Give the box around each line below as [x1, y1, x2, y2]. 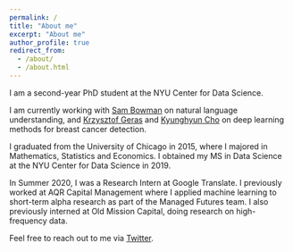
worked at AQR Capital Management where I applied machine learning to [9, 187, 277, 197]
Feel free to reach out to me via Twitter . [9, 232, 155, 243]
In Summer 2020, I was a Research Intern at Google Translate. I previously [9, 177, 283, 188]
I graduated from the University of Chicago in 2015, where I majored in [9, 140, 268, 152]
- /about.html [17, 63, 70, 72]
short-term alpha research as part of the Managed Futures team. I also [9, 196, 269, 206]
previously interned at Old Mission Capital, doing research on [9, 206, 235, 216]
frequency [9, 215, 47, 226]
